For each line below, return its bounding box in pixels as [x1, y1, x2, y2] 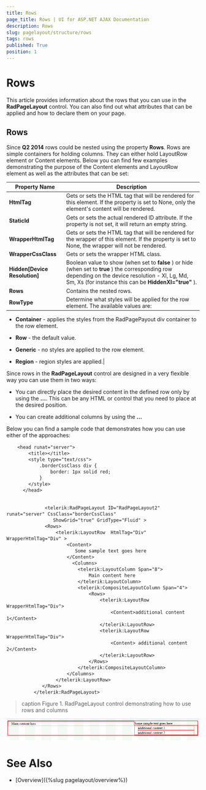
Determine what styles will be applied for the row [66, 295, 189, 303]
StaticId [9, 217, 29, 224]
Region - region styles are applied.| [15, 358, 105, 366]
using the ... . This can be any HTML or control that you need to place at [15, 395, 196, 402]
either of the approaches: [6, 432, 71, 439]
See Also [6, 756, 53, 770]
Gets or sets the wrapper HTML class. [66, 251, 162, 258]
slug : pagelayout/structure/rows [6, 29, 92, 36]
